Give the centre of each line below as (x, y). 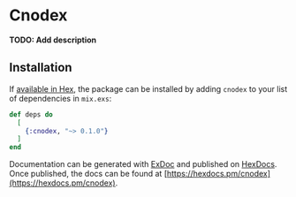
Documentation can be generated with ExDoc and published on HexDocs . (143, 164)
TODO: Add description (53, 40)
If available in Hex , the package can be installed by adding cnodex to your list (148, 88)
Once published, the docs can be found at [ (88, 174)
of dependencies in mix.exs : (61, 98)
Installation (41, 68)
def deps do (31, 114)
